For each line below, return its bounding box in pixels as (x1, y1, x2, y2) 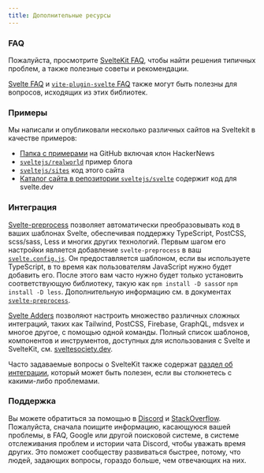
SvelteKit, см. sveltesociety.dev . (8, 344, 113, 353)
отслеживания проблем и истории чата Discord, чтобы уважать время (8, 438, 246, 448)
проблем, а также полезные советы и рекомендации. (8, 64, 189, 73)
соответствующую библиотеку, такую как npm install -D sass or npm (8, 278, 238, 288)
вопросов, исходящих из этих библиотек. (8, 88, 148, 97)
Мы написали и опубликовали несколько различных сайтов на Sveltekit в (8, 125, 256, 135)
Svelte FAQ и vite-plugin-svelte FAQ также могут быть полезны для (8, 79, 238, 88)
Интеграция (8, 202, 58, 213)
